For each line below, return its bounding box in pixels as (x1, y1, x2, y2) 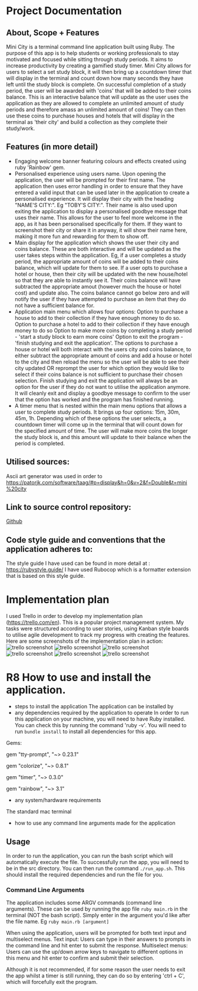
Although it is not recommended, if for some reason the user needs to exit (6, 966, 186, 973)
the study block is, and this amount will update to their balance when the (14, 433, 192, 440)
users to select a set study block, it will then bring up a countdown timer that (6, 68, 192, 75)
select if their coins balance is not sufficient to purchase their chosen (14, 371, 183, 378)
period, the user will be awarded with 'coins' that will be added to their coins (6, 87, 192, 94)
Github (6, 518, 22, 525)
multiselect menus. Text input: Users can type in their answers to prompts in (6, 936, 192, 943)
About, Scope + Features (6, 28, 100, 38)
